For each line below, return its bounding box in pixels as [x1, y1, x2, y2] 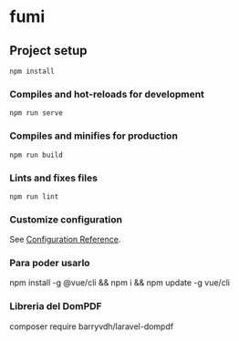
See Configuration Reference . [9, 234, 121, 245]
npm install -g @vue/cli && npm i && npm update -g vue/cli [9, 277, 231, 288]
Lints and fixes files [9, 171, 99, 184]
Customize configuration [9, 212, 123, 225]
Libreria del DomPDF [9, 300, 102, 313]
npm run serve [9, 108, 64, 118]
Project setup [9, 43, 88, 58]
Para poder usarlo [9, 257, 90, 270]
